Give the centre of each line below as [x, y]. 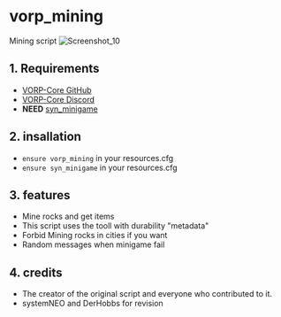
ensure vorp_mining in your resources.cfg [98, 158]
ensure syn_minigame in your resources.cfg [100, 167]
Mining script [33, 41]
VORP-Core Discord [58, 99]
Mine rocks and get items [68, 216]
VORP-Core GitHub [57, 89]
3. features [40, 195]
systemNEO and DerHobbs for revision [92, 304]
